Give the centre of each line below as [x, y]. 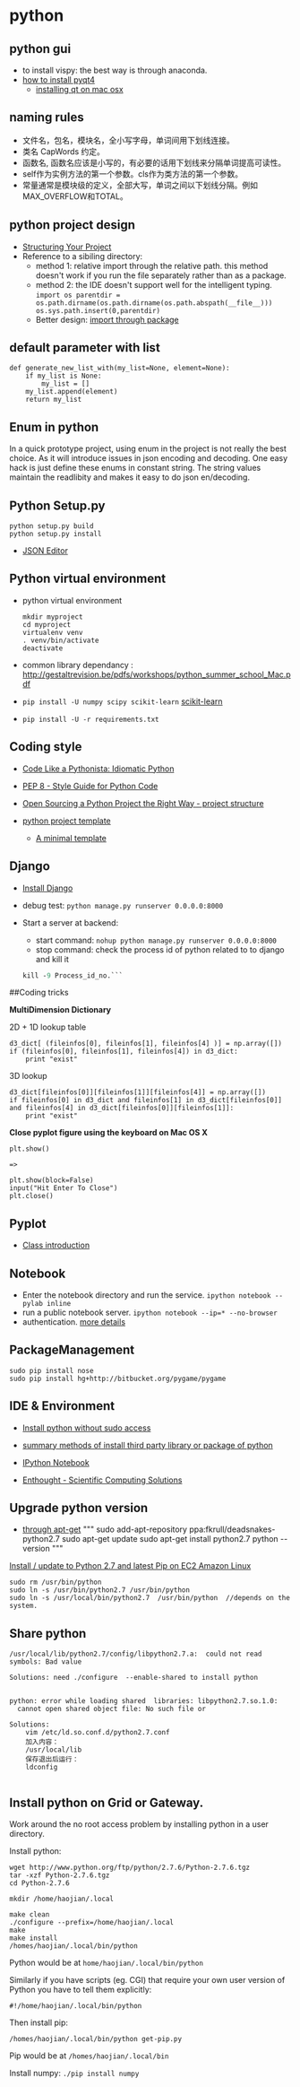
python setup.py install [56, 535]
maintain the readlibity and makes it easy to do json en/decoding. [130, 477]
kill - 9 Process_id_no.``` [73, 975]
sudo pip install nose [51, 1370]
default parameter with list [85, 348]
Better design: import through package [107, 319]
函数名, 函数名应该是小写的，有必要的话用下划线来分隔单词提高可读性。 [154, 162]
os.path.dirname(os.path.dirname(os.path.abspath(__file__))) [154, 303]
